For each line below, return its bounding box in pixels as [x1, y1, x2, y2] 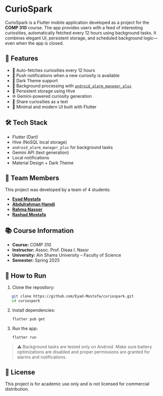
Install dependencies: [12, 307, 55, 313]
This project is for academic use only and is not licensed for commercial [5, 381, 150, 387]
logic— [143, 35, 158, 41]
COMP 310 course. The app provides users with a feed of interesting [5, 24, 143, 30]
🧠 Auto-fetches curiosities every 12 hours [12, 67, 95, 73]
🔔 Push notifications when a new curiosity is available [12, 72, 120, 78]
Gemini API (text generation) [12, 150, 69, 155]
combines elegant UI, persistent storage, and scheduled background [5, 35, 143, 41]
